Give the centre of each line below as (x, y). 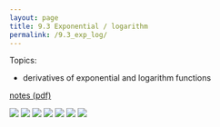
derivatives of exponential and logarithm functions (117, 78)
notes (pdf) (30, 95)
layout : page (34, 18)
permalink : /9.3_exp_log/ (58, 34)
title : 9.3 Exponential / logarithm (79, 26)
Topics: (23, 61)
